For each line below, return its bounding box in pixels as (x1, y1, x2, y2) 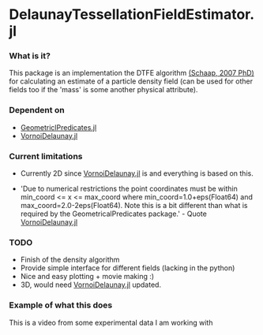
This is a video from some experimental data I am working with (9, 318, 213, 327)
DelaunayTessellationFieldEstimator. (9, 6, 255, 24)
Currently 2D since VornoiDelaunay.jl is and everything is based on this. (20, 169, 254, 178)
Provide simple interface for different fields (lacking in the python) (20, 263, 235, 273)
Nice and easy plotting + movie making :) (20, 272, 155, 281)
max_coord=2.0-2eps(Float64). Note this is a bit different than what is (20, 201, 248, 210)
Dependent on (9, 105, 66, 116)
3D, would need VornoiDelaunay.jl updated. (20, 280, 161, 289)
